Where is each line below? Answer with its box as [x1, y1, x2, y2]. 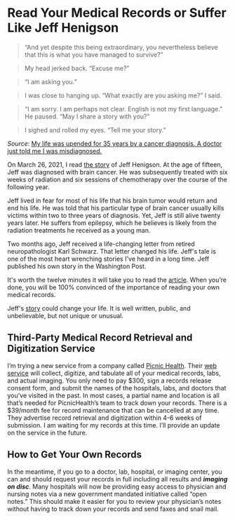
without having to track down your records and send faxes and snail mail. [7, 505, 219, 513]
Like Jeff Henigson [7, 20, 119, 36]
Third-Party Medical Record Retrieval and [7, 331, 193, 344]
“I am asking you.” [24, 77, 77, 85]
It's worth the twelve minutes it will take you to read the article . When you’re [7, 275, 227, 284]
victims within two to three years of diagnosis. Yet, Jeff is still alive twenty [7, 211, 221, 219]
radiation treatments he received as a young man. [7, 226, 151, 234]
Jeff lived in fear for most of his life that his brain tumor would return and [7, 196, 217, 205]
